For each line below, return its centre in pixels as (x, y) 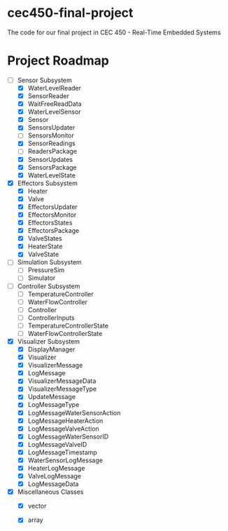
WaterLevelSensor (55, 112)
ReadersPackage (52, 152)
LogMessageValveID (57, 444)
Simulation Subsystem (49, 262)
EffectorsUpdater (53, 207)
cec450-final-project (70, 13)
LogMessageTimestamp (63, 452)
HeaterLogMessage (56, 468)
